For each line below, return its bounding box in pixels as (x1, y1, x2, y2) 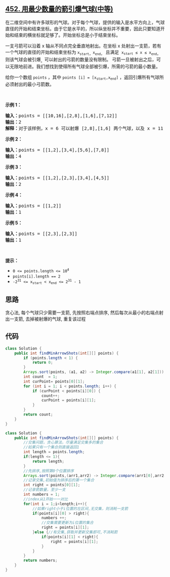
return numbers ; (23, 558, 58, 563)
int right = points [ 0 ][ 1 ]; (23, 483, 80, 488)
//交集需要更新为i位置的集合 (41, 520, 94, 525)
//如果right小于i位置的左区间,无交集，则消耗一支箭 (32, 506, 129, 511)
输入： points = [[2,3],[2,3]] (5, 230, 77, 236)
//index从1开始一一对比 (23, 496, 68, 501)
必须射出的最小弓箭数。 (5, 81, 54, 87)
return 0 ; (32, 360, 53, 365)
